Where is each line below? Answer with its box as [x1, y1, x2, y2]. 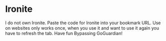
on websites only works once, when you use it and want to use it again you [5, 25, 160, 31]
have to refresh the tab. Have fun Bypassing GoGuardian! [5, 30, 123, 36]
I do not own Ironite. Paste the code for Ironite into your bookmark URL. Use [5, 20, 161, 26]
